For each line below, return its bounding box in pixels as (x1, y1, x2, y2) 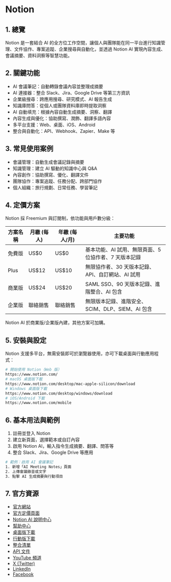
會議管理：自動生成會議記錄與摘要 (12, 159, 84, 165)
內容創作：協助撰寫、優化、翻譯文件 (12, 172, 89, 178)
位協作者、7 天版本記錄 (85, 254, 141, 261)
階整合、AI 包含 (85, 288, 123, 296)
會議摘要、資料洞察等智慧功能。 (5, 53, 72, 58)
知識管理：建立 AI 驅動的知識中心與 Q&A (12, 165, 98, 172)
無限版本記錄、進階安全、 (85, 298, 147, 305)
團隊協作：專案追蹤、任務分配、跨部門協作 (12, 178, 102, 184)
